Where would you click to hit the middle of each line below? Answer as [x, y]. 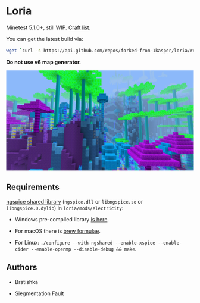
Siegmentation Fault [39, 293]
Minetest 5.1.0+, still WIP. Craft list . [49, 27]
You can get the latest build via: [45, 39]
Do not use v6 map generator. [44, 62]
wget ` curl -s [24, 51]
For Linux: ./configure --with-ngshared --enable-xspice [85, 242]
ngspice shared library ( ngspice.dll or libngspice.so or [75, 201]
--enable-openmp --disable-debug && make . [84, 249]
